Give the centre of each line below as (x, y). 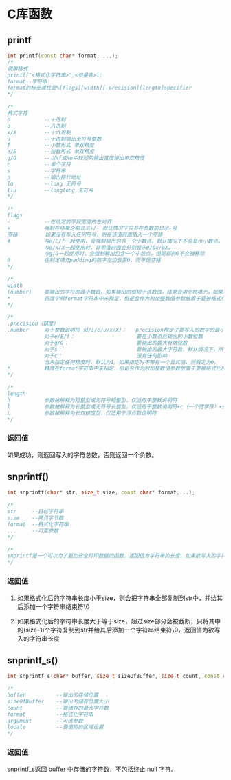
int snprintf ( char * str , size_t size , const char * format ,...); (101, 493)
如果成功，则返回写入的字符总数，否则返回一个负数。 (82, 454)
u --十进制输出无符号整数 (54, 139)
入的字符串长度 (38, 638)
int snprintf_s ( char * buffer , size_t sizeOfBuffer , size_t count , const (113, 677)
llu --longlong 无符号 (51, 190)
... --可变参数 (33, 531)
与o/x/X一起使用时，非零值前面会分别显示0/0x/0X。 (108, 248)
